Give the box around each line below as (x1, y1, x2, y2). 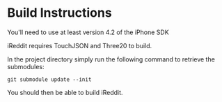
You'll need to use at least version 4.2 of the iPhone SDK (7, 28, 169, 36)
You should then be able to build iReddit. (7, 88, 123, 96)
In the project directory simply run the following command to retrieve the (7, 54, 216, 64)
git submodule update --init (7, 75, 92, 83)
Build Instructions (7, 5, 113, 21)
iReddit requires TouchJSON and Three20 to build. (7, 41, 152, 50)
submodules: (7, 62, 45, 71)
